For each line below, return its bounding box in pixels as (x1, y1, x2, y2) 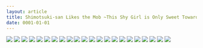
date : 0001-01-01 (6, 20, 50, 25)
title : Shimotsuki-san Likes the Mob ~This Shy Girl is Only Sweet (6, 14, 180, 20)
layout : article (6, 8, 47, 15)
